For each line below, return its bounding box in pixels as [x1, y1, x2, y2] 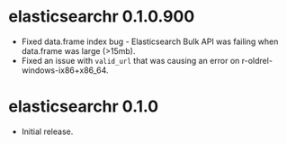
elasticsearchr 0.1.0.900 [8, 6, 195, 27]
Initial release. [21, 126, 74, 137]
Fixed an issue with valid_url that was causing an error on [21, 55, 240, 66]
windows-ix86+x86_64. [21, 65, 109, 76]
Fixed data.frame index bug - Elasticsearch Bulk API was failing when [21, 36, 279, 47]
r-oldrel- [241, 55, 274, 66]
